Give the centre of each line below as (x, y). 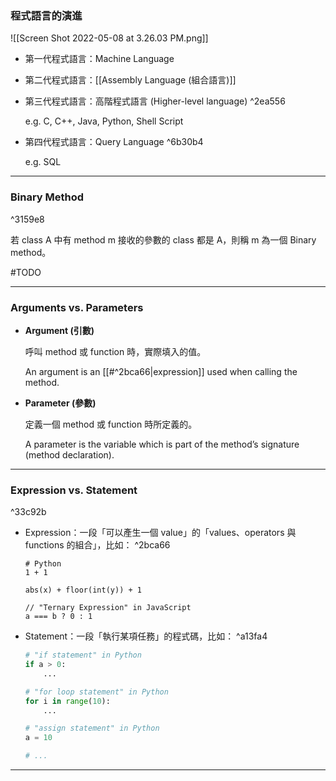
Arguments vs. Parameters (77, 307)
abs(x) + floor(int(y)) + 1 (83, 590)
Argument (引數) (59, 330)
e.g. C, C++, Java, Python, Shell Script (104, 121)
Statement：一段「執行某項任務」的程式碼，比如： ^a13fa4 (146, 636)
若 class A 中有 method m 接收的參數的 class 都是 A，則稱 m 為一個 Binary (163, 239)
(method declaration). (69, 454)
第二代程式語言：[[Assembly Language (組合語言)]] (130, 80)
